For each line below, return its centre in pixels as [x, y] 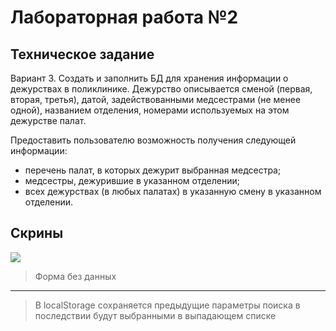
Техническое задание [82, 54]
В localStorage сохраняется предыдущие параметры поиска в [167, 305]
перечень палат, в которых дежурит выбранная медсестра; [153, 170]
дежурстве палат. [48, 120]
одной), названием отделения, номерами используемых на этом [150, 110]
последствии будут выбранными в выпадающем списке [155, 315]
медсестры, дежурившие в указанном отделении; [132, 180]
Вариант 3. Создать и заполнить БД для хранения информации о [149, 78]
